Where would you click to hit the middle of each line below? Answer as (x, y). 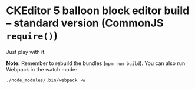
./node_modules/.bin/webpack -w (46, 80)
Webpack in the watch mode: (42, 69)
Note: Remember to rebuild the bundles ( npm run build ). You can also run (96, 63)
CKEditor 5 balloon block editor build (98, 11)
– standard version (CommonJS (85, 23)
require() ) (32, 36)
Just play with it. (26, 52)
